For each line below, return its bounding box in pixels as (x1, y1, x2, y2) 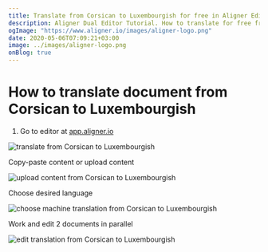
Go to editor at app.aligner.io (19, 126, 114, 136)
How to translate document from (8, 83, 228, 101)
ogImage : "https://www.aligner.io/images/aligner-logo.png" (8, 26, 213, 34)
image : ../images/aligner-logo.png (8, 41, 127, 49)
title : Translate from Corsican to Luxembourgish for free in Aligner (8, 11, 248, 20)
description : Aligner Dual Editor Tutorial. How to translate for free (8, 19, 251, 27)
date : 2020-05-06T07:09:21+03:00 (8, 33, 120, 42)
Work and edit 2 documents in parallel (8, 219, 133, 228)
